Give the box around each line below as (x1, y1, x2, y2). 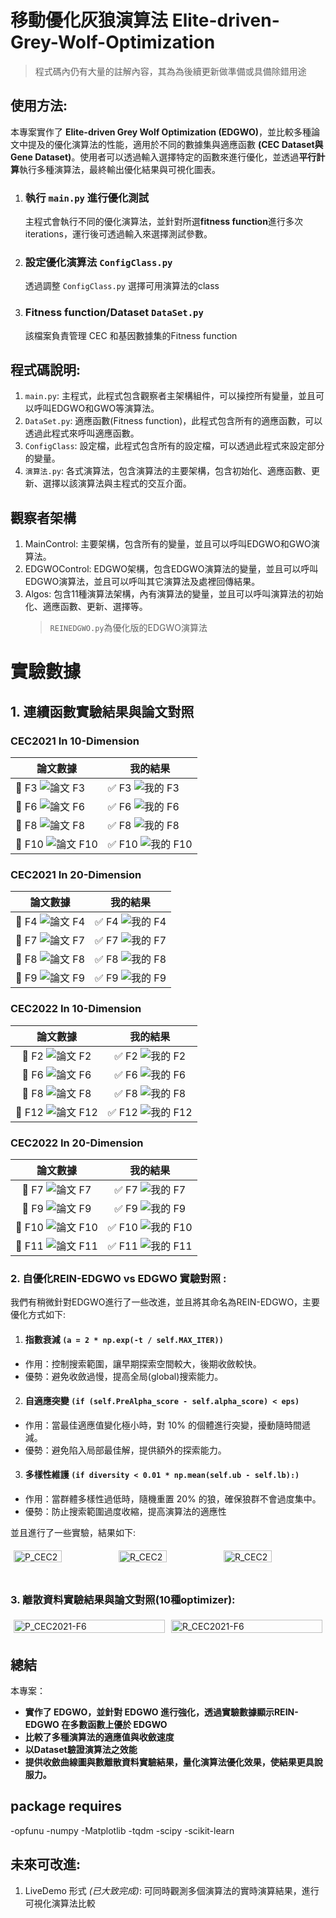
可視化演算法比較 (24, 1897, 96, 1909)
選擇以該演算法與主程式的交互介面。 (42, 477, 192, 490)
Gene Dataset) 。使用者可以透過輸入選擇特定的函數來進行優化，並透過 (10, 151, 300, 163)
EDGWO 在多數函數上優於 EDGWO (24, 1719, 168, 1731)
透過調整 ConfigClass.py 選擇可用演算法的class (24, 280, 220, 292)
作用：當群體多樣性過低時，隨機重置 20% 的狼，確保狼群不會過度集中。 (24, 1492, 322, 1505)
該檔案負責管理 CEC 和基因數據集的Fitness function (24, 329, 238, 341)
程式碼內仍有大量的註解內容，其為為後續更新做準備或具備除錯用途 (34, 65, 307, 77)
